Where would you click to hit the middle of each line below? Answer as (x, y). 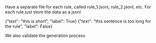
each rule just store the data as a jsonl (43, 12)
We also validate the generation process (45, 36)
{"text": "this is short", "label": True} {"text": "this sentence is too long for (78, 21)
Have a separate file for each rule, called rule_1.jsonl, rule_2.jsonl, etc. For (78, 7)
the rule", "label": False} (29, 26)
